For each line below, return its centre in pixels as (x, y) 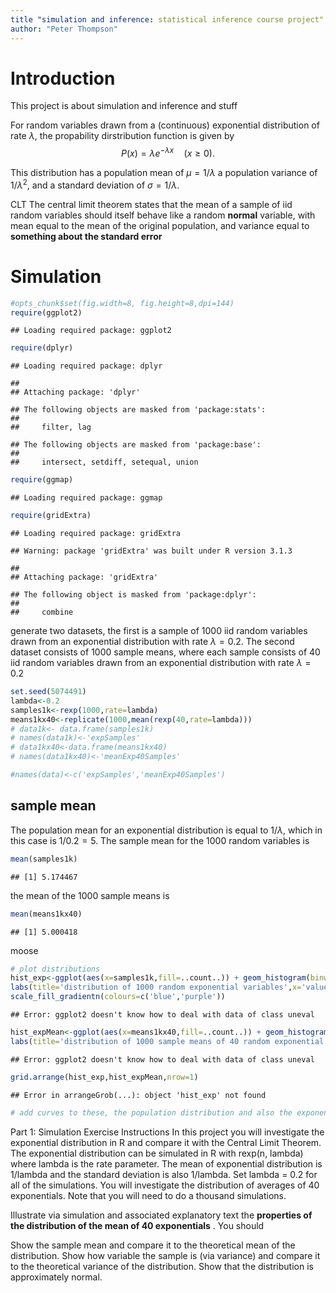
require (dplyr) (42, 348)
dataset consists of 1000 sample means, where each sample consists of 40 (165, 652)
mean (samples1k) (44, 859)
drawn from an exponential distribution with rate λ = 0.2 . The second (152, 642)
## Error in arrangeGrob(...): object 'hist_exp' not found (138, 1095)
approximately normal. (56, 1277)
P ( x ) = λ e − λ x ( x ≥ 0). (168, 153)
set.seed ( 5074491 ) (48, 692)
